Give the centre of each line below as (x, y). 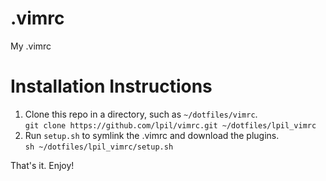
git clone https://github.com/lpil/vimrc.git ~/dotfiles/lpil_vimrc (170, 125)
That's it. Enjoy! (42, 165)
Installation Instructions (111, 86)
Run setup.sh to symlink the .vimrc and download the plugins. (152, 135)
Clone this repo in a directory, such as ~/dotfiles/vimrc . (141, 114)
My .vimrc (31, 46)
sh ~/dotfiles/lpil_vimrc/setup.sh (99, 147)
